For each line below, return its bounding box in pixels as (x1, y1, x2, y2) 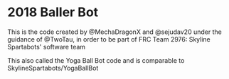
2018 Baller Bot (7, 4, 99, 20)
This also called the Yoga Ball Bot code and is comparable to (7, 56, 185, 64)
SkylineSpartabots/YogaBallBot (7, 63, 99, 72)
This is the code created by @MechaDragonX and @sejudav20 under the (7, 28, 222, 36)
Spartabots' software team (7, 42, 86, 51)
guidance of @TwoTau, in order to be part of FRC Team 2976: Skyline (7, 35, 211, 43)
